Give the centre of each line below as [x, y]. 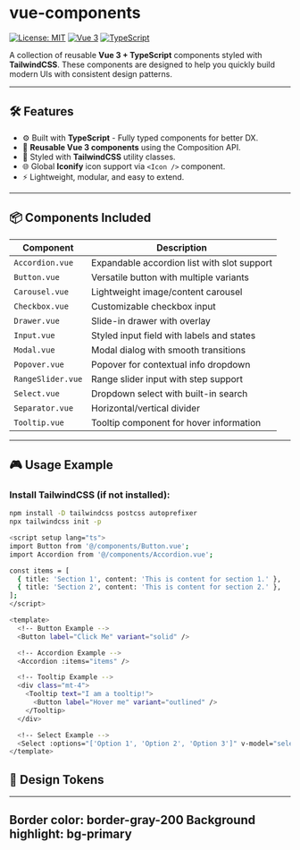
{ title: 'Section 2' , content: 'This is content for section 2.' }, [149, 587]
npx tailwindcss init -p [55, 522]
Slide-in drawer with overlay [151, 320]
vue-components [75, 13]
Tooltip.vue [39, 422]
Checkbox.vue [42, 306]
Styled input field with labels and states [173, 336]
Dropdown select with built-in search [169, 394]
